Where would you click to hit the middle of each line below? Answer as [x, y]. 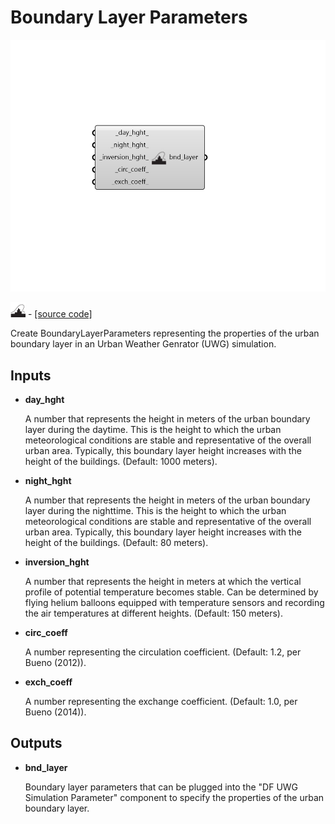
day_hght [44, 399]
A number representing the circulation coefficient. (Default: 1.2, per [163, 652]
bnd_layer [46, 767]
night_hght [48, 480]
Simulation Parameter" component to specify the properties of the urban [174, 797]
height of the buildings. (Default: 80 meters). [116, 542]
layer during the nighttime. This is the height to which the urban [155, 510]
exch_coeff [48, 682]
